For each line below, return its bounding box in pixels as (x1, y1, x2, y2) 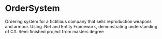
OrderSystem (5, 3, 60, 14)
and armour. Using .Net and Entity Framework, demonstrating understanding (5, 23, 158, 29)
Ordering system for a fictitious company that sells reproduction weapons (5, 19, 152, 24)
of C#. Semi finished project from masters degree (5, 29, 104, 34)
